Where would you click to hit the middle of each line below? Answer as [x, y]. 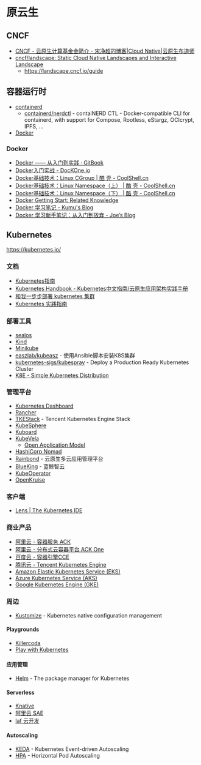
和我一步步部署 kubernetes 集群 [55, 296]
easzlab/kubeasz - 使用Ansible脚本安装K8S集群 [75, 355]
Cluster [24, 368]
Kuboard [26, 431]
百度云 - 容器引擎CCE [42, 557]
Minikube [27, 348]
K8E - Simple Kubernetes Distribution [62, 375]
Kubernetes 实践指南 [41, 304]
